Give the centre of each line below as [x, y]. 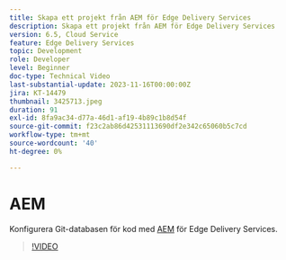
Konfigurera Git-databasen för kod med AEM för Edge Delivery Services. [143, 229]
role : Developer [40, 59]
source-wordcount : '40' [54, 143]
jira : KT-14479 [38, 93]
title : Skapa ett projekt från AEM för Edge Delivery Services [130, 18]
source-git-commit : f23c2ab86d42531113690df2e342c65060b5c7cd [128, 127]
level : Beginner [40, 68]
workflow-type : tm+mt [50, 135]
